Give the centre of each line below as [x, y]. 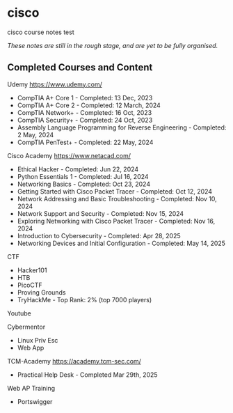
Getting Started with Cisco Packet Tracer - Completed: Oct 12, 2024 [115, 191]
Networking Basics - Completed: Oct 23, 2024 [84, 184]
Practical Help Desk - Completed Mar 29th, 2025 [87, 375]
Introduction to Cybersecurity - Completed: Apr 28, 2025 [99, 235]
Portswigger [35, 401]
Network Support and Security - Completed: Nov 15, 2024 [101, 213]
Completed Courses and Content [80, 68]
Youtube [19, 313]
